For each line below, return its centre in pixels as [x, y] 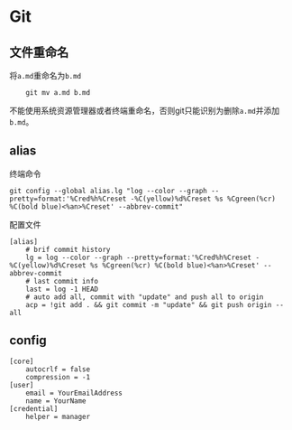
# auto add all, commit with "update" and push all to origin [145, 297]
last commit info [66, 281]
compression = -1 [58, 377]
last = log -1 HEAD [62, 289]
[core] [22, 361]
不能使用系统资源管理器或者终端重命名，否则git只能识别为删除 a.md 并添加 [145, 111]
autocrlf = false [58, 369]
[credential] [34, 408]
